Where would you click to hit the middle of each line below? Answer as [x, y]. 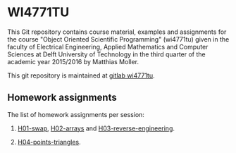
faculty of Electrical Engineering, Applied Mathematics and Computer [108, 47]
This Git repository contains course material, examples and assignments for [117, 32]
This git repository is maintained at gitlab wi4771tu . [81, 75]
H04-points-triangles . [49, 142]
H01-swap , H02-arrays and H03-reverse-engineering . [96, 128]
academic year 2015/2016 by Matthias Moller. [73, 61]
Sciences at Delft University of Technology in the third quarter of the [106, 54]
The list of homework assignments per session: [76, 114]
